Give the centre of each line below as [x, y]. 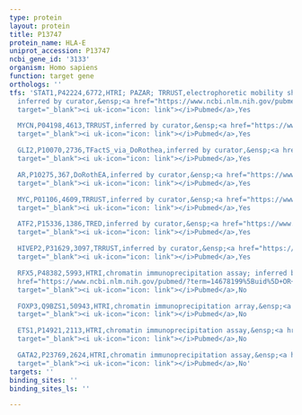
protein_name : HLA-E [48, 43]
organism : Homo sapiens [54, 68]
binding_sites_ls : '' [50, 389]
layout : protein [40, 26]
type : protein [36, 18]
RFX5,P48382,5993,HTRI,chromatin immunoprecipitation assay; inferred [152, 273]
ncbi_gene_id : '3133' [50, 59]
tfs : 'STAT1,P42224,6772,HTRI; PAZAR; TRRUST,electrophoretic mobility [146, 93]
